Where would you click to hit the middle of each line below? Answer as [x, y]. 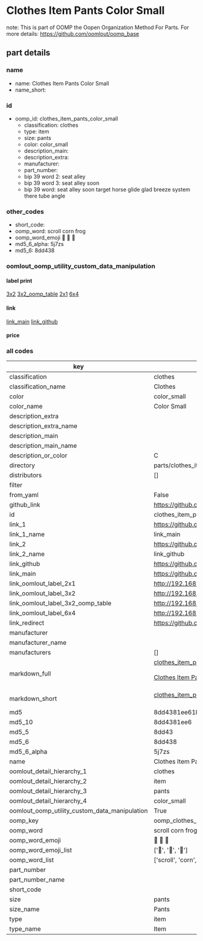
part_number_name [37, 880]
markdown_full [30, 674]
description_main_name [43, 446]
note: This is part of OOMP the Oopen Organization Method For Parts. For [98, 27]
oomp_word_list [32, 860]
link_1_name [27, 534]
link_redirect [27, 623]
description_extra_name [43, 426]
